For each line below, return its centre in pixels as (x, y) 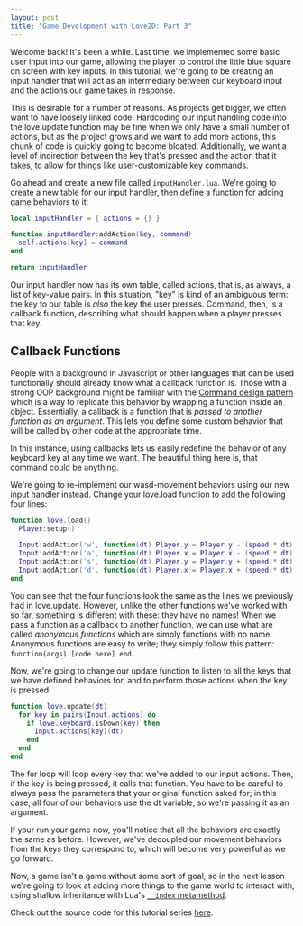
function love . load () (51, 520)
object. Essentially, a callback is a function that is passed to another (136, 411)
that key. (26, 323)
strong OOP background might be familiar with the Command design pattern (152, 392)
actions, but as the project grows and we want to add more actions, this (143, 136)
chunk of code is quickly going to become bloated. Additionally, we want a (148, 146)
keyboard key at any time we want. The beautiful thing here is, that (134, 457)
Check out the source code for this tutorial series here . (112, 912)
